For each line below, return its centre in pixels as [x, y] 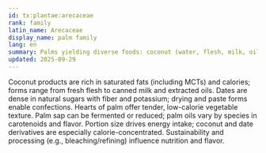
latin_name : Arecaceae [46, 30]
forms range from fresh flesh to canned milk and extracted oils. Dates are [128, 90]
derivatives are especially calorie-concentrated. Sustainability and [116, 132]
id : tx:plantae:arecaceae [51, 15]
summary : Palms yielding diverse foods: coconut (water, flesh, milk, [127, 52]
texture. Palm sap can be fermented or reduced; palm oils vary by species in [133, 115]
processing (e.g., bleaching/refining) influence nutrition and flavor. [116, 140]
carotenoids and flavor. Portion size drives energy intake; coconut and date [131, 124]
